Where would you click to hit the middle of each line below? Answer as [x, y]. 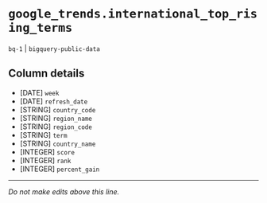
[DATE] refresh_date [54, 101]
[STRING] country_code [58, 109]
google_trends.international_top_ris [133, 14]
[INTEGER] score [47, 152]
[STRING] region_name [56, 118]
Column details [46, 74]
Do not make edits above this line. [64, 191]
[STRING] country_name [58, 143]
